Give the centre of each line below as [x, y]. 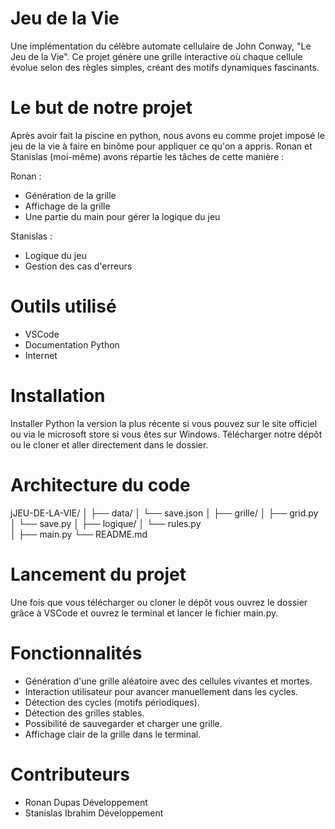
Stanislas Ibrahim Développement [94, 813]
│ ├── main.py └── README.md [79, 534]
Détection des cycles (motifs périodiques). [112, 702]
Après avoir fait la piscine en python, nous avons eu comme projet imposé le [167, 135]
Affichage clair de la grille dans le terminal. [113, 734]
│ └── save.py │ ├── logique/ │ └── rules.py [106, 523]
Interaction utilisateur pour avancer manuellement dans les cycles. [161, 691]
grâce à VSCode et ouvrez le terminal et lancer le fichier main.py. [144, 613]
